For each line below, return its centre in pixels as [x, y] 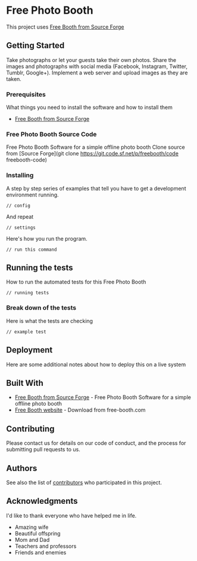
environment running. [32, 195]
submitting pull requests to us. [43, 450]
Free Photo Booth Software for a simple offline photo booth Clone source [96, 147]
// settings [21, 227]
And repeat [20, 216]
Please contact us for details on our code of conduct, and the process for [96, 443]
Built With [25, 383]
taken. [14, 79]
